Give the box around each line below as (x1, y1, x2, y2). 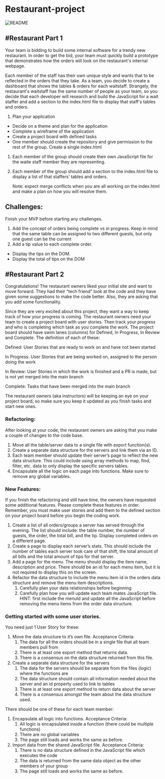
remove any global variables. (12, 473, 71, 479)
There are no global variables (19, 732, 79, 738)
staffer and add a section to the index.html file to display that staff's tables (5, 99, 156, 105)
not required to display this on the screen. (12, 569, 97, 575)
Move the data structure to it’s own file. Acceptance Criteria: (12, 634, 134, 640)
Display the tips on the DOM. (12, 251, 70, 257)
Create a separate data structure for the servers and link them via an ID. (12, 447, 158, 453)
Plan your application (12, 113, 56, 119)
